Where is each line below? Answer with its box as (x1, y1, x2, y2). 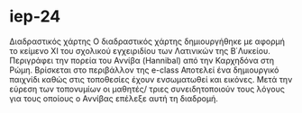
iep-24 (9, 6, 61, 27)
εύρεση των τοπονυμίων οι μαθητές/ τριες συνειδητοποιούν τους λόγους (9, 83, 286, 94)
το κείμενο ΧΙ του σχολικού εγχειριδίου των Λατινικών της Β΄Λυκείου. (9, 45, 270, 56)
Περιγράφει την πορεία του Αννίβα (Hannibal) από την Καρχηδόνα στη (9, 55, 275, 65)
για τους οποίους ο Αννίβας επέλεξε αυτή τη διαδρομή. (9, 92, 219, 104)
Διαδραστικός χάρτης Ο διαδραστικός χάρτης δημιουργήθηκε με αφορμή (9, 36, 286, 47)
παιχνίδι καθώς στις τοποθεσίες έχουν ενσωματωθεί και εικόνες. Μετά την (9, 74, 293, 84)
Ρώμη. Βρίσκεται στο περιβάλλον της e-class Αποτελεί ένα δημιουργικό (9, 65, 279, 75)
